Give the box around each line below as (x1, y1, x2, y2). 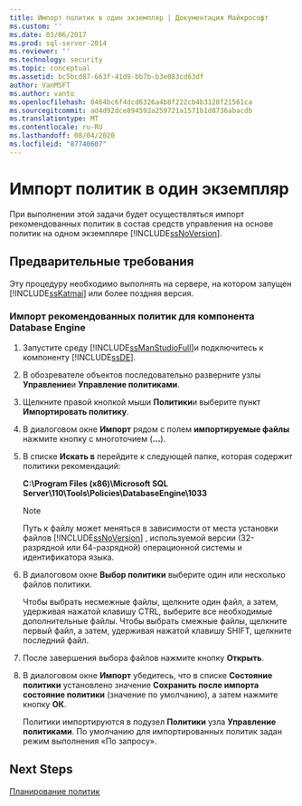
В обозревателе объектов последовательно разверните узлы (22, 369, 261, 380)
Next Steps (9, 762, 73, 777)
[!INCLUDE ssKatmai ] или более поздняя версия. (9, 287, 194, 299)
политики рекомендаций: (22, 460, 121, 471)
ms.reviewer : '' (9, 47, 71, 56)
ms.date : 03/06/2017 (9, 30, 88, 39)
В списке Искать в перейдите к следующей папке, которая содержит (22, 450, 293, 462)
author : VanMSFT (9, 81, 71, 90)
